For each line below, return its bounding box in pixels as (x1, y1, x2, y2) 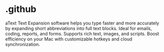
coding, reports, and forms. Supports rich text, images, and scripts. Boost (5, 30, 159, 36)
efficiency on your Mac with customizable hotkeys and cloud (5, 36, 133, 42)
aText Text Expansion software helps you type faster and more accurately (5, 20, 159, 26)
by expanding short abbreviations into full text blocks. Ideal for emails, (5, 25, 152, 31)
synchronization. (5, 41, 41, 47)
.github (5, 3, 37, 15)
